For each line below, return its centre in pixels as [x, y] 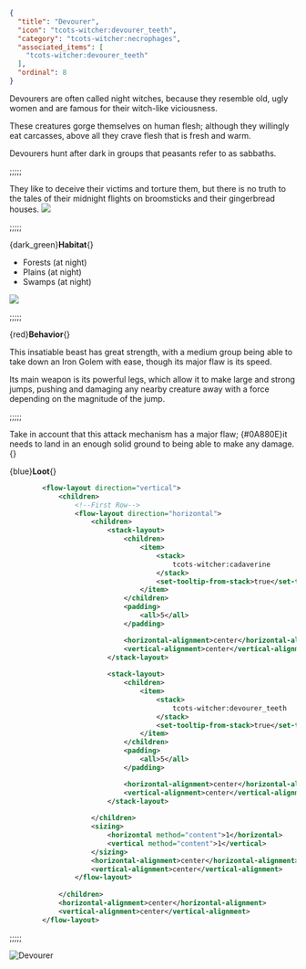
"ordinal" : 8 [42, 73]
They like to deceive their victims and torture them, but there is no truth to [148, 188]
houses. [24, 209]
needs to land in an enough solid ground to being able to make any [134, 444]
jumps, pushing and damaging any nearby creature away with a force [140, 389]
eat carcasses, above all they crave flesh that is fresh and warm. [131, 135]
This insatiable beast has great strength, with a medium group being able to [151, 352]
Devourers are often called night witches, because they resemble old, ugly [149, 98]
